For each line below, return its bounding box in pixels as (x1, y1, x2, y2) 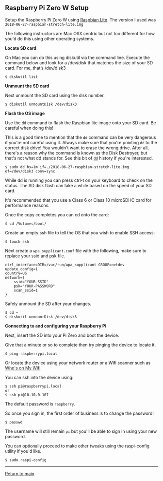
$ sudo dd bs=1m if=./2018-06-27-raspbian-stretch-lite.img (5, 164, 130, 170)
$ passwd (5, 420, 23, 424)
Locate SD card (5, 45, 36, 51)
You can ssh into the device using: (5, 374, 74, 380)
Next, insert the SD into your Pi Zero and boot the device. (5, 332, 119, 338)
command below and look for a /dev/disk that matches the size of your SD (5, 59, 153, 65)
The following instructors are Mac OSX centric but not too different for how (5, 30, 155, 36)
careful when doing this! (5, 125, 53, 131)
